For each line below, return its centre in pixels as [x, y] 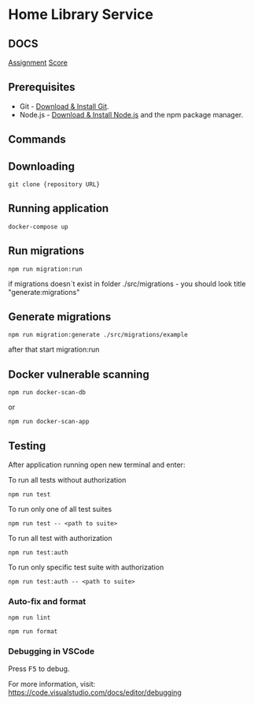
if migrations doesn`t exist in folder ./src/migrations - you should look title [127, 283]
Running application [59, 209]
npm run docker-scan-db [47, 393]
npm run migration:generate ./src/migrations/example [98, 335]
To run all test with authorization [60, 539]
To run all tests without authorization [67, 480]
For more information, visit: [52, 684]
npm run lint [29, 618]
